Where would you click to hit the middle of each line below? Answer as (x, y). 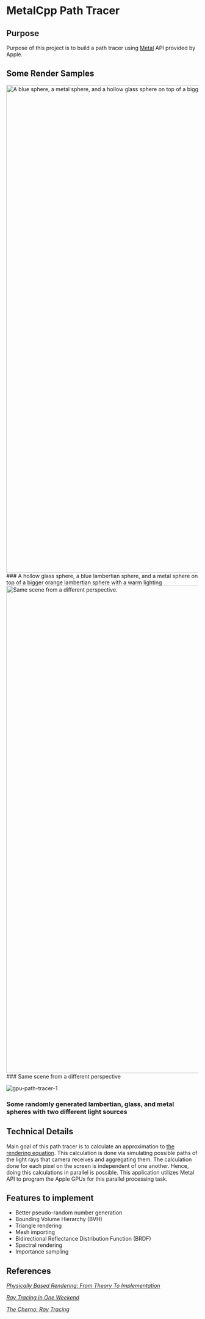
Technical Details (40, 1131)
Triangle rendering (38, 1226)
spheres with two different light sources (67, 1112)
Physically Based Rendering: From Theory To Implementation (83, 1286)
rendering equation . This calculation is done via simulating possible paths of (102, 1153)
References (29, 1271)
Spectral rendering (39, 1245)
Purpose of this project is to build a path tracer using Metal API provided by (101, 48)
